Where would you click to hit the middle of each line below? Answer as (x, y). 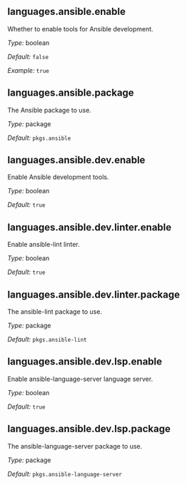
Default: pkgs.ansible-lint (47, 339)
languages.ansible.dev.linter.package (94, 294)
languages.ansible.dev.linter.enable (90, 227)
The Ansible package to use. (49, 110)
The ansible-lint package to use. (55, 312)
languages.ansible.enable (67, 12)
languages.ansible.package (71, 93)
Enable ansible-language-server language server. (80, 379)
